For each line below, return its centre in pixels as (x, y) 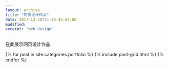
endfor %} (16, 60)
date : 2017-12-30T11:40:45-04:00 (41, 19)
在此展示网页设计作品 (28, 44)
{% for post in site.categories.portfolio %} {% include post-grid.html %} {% (85, 55)
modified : (16, 24)
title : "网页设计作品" (27, 15)
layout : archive (23, 10)
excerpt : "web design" (29, 29)
